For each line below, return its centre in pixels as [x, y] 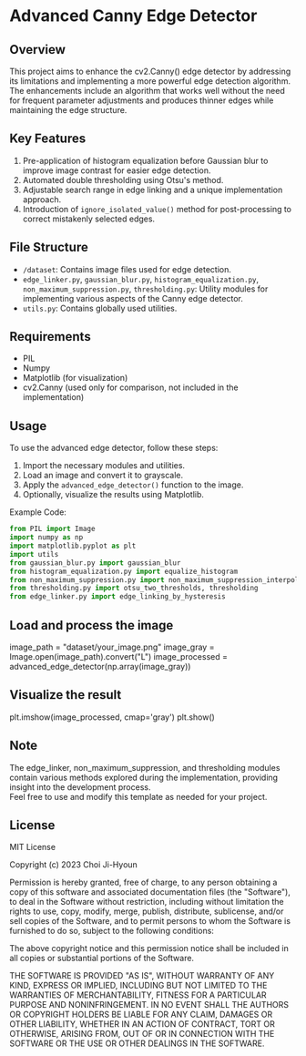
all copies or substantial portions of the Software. [102, 959]
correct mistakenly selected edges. [89, 219]
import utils [34, 554]
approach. [42, 199]
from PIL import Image [52, 529]
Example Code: [38, 512]
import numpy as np [46, 538]
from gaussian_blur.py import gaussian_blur [95, 563]
